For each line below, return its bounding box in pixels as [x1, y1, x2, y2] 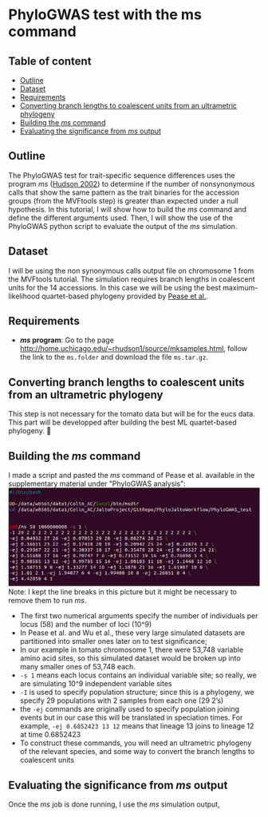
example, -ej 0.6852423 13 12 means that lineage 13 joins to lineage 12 [19, 721, 254, 731]
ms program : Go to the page [19, 335, 114, 345]
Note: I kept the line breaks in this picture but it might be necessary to [8, 587, 238, 597]
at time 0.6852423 [19, 730, 81, 740]
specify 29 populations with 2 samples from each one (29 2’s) [19, 696, 224, 705]
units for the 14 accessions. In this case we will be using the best [8, 282, 222, 292]
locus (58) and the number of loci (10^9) [19, 620, 152, 630]
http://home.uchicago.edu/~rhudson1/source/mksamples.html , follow [19, 344, 248, 353]
